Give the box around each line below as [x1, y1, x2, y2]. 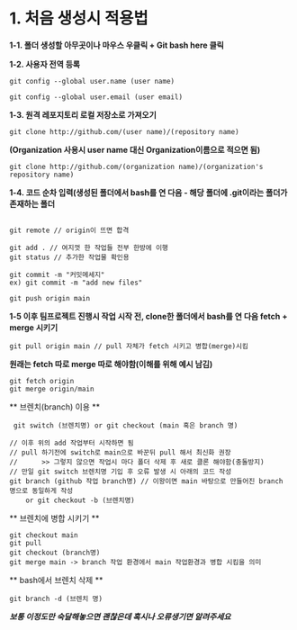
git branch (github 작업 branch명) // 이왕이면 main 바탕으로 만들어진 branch [9, 476, 283, 486]
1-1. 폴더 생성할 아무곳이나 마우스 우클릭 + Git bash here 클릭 [9, 40, 225, 50]
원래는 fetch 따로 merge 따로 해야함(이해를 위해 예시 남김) [9, 358, 213, 369]
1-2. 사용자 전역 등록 [9, 58, 81, 69]
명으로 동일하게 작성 [9, 486, 74, 495]
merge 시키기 [9, 321, 58, 333]
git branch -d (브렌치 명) [9, 594, 103, 603]
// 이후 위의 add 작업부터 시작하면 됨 [9, 438, 134, 447]
